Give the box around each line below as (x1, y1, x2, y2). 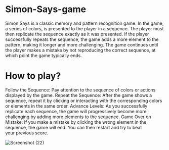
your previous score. (5, 130, 49, 136)
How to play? (5, 70, 61, 82)
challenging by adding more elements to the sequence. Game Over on (5, 114, 152, 120)
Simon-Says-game (5, 4, 87, 15)
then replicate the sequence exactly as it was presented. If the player (5, 31, 149, 37)
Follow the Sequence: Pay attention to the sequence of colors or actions (5, 87, 156, 93)
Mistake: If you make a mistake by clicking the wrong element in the (5, 119, 147, 125)
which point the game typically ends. (5, 52, 82, 59)
